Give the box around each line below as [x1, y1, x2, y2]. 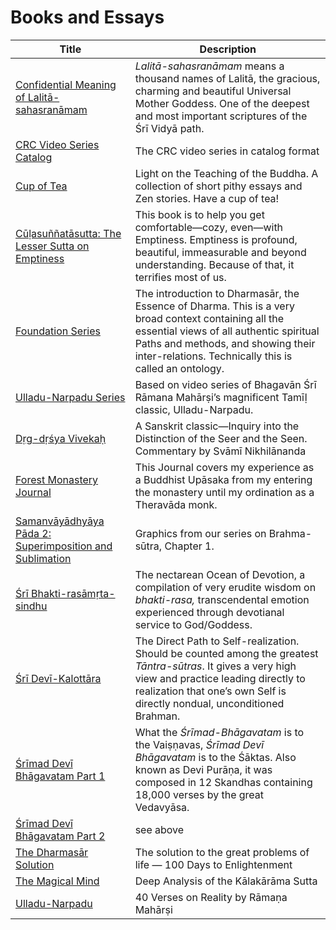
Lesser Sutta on [15, 239, 90, 253]
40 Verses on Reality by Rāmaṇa [134, 890, 288, 904]
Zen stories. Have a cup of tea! [134, 191, 280, 205]
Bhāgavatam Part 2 [15, 829, 106, 843]
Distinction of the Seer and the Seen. [134, 431, 308, 445]
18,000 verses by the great [134, 787, 265, 801]
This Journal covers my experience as [134, 460, 315, 474]
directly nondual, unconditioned [134, 696, 285, 710]
